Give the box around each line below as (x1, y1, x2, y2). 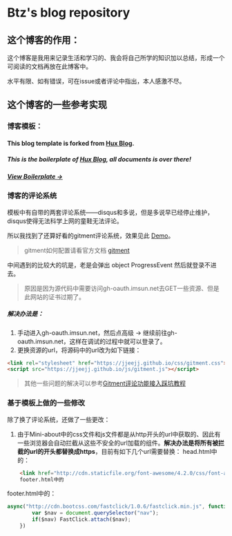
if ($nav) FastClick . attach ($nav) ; (32, 516, 131, 523)
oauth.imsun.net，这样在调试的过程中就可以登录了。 (17, 337, 166, 345)
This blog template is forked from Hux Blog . (7, 139, 135, 147)
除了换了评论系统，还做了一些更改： (7, 415, 110, 423)
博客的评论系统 (7, 191, 57, 201)
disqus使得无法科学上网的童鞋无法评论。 (7, 216, 123, 225)
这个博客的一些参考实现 (7, 99, 107, 111)
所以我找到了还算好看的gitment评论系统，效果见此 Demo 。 (7, 231, 175, 240)
